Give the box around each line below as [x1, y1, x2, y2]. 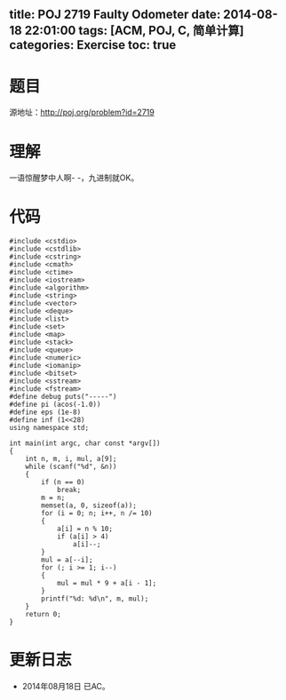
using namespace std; [9, 424, 90, 433]
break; [56, 486, 82, 495]
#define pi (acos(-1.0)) [9, 400, 101, 410]
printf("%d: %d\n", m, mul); [41, 594, 149, 603]
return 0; [25, 610, 62, 619]
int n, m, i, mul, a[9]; [25, 455, 117, 464]
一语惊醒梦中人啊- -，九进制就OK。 [9, 172, 139, 183]
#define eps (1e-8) [9, 408, 82, 417]
